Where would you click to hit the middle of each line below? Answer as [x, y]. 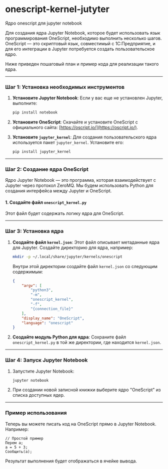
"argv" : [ [32, 285]
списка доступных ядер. [38, 395]
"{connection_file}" [52, 309]
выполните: [25, 103]
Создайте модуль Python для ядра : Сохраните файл [69, 337]
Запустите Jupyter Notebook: [43, 371]
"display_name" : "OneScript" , [53, 318]
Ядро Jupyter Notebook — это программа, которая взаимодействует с [80, 180]
